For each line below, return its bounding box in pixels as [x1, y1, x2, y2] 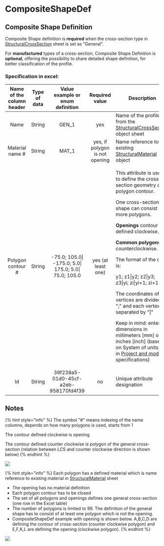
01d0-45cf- [52, 375, 82, 382]
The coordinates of [115, 291, 160, 297]
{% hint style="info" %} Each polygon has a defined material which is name [5, 470, 157, 476]
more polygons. [115, 211, 152, 218]
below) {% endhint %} [5, 452, 50, 458]
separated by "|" [115, 309, 154, 315]
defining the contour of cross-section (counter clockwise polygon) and [12, 521, 155, 527]
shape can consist [115, 205, 158, 212]
